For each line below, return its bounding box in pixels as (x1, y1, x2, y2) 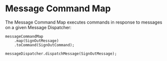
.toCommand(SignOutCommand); (14, 42, 75, 47)
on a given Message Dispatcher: (5, 24, 72, 30)
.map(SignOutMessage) (14, 38, 59, 43)
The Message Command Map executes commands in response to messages (5, 19, 163, 25)
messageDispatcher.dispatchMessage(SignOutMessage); (5, 51, 117, 56)
